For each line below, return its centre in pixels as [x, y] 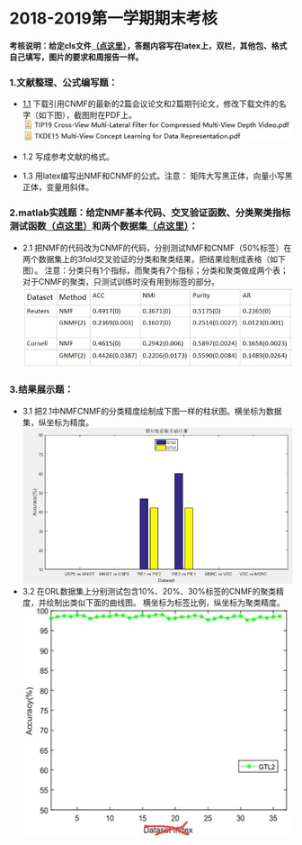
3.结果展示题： [41, 390]
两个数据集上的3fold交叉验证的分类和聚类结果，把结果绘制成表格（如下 [154, 259]
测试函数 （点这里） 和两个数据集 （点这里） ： [104, 226]
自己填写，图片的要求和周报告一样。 [76, 57]
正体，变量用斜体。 [58, 187]
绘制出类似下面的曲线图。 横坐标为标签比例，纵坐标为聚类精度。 [165, 603]
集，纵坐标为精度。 [58, 422]
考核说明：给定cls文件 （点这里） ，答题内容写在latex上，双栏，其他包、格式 [148, 45]
